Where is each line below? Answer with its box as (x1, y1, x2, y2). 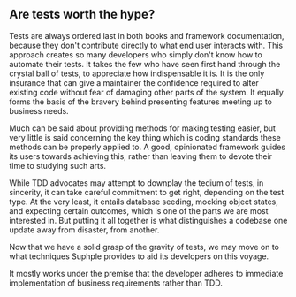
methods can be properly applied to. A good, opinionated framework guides (9, 141, 285, 152)
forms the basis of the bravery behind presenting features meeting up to (9, 96, 272, 107)
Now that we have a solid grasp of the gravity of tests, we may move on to (9, 241, 280, 252)
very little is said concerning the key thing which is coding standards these (9, 132, 281, 142)
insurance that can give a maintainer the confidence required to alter (9, 77, 259, 88)
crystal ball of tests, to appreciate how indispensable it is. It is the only (9, 68, 265, 79)
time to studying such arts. (9, 160, 107, 171)
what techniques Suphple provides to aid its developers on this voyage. (9, 251, 269, 262)
